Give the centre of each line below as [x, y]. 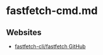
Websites [24, 32]
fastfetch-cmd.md [52, 11]
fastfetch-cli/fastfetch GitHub [50, 46]
